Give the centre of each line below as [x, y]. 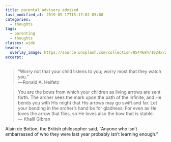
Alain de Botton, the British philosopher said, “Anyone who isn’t [71, 129]
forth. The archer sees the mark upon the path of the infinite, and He [90, 97]
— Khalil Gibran [34, 119]
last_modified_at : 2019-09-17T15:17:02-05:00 [54, 15]
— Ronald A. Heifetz [38, 82]
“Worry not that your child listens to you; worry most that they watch [90, 72]
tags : [11, 29]
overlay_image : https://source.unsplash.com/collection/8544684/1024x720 [90, 52]
